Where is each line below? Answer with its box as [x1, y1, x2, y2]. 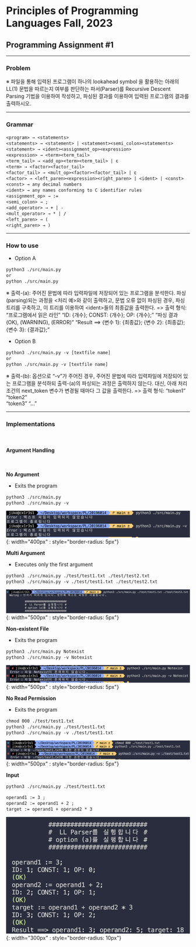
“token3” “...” [6, 400, 37, 407]
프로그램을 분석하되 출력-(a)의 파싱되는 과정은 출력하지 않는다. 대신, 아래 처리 [12, 379, 188, 387]
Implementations [6, 420, 55, 428]
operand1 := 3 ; [6, 794, 45, 800]
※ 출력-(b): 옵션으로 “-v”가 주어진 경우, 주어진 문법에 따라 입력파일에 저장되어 [6, 372, 182, 379]
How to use [6, 241, 39, 249]
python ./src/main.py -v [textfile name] [6, 361, 108, 367]
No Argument [6, 471, 40, 478]
